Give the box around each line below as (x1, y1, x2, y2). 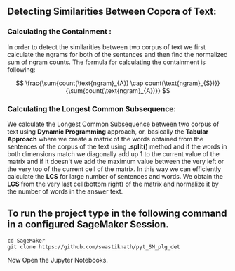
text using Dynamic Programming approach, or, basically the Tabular (7, 127, 209, 136)
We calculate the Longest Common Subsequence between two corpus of (7, 120, 220, 128)
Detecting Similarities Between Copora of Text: (7, 6, 217, 18)
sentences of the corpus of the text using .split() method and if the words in (7, 142, 227, 151)
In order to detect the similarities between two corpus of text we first (7, 42, 206, 51)
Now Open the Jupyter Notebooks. (7, 256, 109, 264)
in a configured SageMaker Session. (7, 218, 170, 231)
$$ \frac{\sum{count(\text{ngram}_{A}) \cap (15, 79, 144, 87)
